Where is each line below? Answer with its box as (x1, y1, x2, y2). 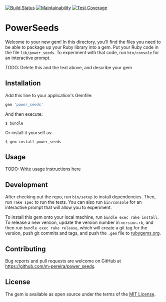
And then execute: (5, 111, 43, 117)
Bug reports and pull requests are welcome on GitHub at (5, 258, 121, 264)
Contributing (5, 244, 46, 253)
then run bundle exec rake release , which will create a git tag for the (5, 225, 147, 231)
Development (5, 180, 48, 189)
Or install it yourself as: (5, 129, 52, 135)
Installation (5, 79, 41, 88)
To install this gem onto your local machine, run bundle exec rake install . (5, 214, 159, 220)
